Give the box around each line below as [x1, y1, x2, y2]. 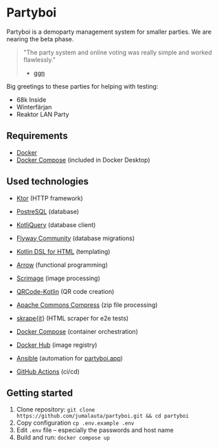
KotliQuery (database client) [16, 220, 96, 228]
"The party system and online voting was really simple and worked [23, 48, 212, 56]
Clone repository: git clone [16, 405, 95, 414]
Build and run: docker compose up [16, 434, 111, 442]
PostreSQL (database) [16, 207, 80, 215]
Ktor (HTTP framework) [16, 194, 84, 202]
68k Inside [16, 95, 47, 104]
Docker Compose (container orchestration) [16, 327, 139, 335]
